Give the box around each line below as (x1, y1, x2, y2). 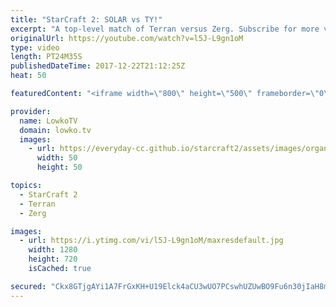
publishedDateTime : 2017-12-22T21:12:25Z (10, 61, 186, 71)
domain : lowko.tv (19, 125, 92, 135)
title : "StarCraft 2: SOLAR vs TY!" (10, 14, 163, 25)
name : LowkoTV (19, 116, 78, 126)
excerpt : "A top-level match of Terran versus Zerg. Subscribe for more (10, 24, 320, 34)
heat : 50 (10, 71, 47, 81)
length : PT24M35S (10, 52, 83, 62)
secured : (10, 281, 47, 291)
